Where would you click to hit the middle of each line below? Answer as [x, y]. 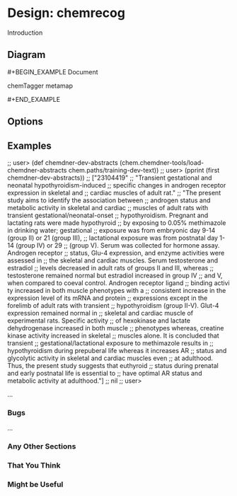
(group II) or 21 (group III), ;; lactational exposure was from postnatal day [112, 238]
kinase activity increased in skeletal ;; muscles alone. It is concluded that [113, 335]
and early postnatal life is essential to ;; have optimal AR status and [105, 373]
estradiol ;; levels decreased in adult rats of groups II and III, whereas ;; [111, 267]
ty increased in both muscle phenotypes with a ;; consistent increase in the [117, 290]
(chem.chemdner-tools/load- [162, 162]
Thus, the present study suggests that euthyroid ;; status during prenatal [113, 365]
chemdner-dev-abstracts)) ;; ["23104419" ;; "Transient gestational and [110, 178]
